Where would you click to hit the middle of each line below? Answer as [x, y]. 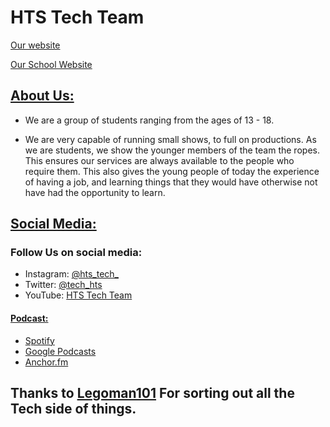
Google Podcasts [60, 351]
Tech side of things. [73, 409]
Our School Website [51, 64]
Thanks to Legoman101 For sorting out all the [152, 393]
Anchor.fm [46, 362]
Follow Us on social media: [76, 253]
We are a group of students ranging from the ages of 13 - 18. [149, 120]
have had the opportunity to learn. [95, 192]
